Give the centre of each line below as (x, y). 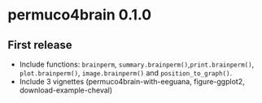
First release (40, 45)
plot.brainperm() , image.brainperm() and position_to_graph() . (126, 73)
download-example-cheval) (66, 90)
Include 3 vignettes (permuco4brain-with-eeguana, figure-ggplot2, (132, 82)
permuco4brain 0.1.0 (80, 15)
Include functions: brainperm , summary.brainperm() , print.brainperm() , (137, 64)
